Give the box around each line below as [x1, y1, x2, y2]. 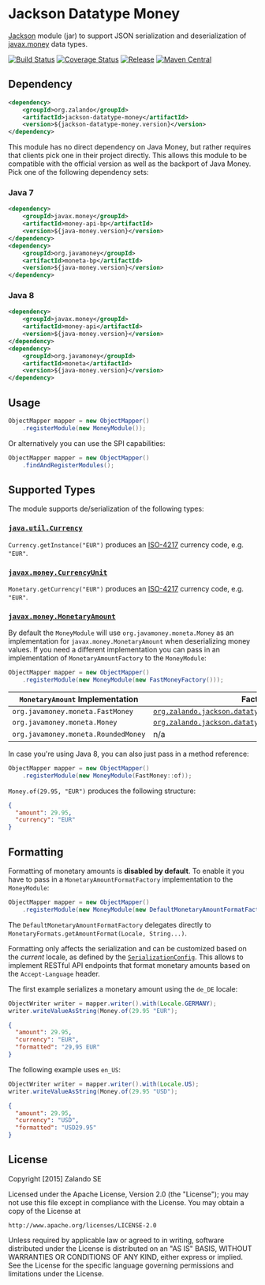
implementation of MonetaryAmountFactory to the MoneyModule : [8, 653, 207, 663]
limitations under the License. [8, 1268, 104, 1278]
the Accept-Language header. [8, 969, 100, 978]
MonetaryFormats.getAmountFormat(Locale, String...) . [8, 928, 187, 938]
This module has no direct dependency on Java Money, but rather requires [8, 142, 252, 152]
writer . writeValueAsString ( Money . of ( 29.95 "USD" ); [8, 1087, 178, 1095]
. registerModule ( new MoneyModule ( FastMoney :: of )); [22, 772, 192, 780]
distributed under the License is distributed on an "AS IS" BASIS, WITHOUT [8, 1243, 252, 1253]
